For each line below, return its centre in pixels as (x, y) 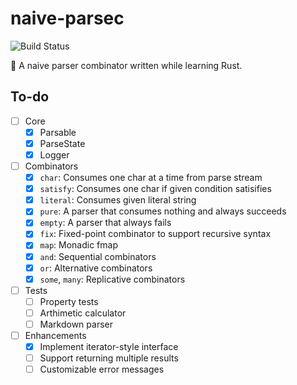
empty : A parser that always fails (105, 223)
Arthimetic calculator (83, 313)
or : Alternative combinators (96, 268)
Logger (54, 154)
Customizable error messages (102, 369)
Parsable (58, 132)
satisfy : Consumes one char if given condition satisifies (155, 189)
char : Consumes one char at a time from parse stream (151, 178)
